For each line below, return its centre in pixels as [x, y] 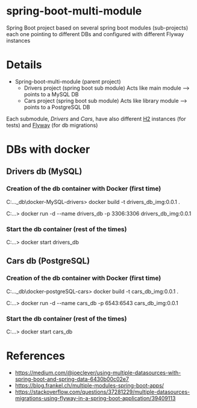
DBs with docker [48, 150]
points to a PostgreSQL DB [57, 107]
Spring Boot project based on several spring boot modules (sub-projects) [97, 28]
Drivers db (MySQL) [44, 172]
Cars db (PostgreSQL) [48, 261]
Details [24, 65]
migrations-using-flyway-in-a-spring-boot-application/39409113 [95, 398]
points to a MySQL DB [51, 94]
